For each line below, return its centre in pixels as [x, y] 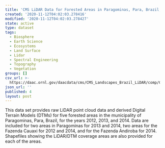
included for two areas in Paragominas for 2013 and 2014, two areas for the [81, 126]
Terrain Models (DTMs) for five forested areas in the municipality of [73, 115]
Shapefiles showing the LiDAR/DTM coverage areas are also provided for [79, 136]
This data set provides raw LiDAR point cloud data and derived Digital [75, 110]
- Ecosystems [23, 46]
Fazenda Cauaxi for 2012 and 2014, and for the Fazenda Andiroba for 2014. [81, 131]
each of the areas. [24, 141]
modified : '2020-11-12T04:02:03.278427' [47, 19]
